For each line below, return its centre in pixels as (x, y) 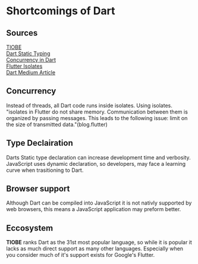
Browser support (38, 189)
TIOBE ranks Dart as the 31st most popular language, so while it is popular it (99, 243)
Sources (22, 33)
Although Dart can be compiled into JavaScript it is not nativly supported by (99, 203)
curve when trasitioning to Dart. (45, 170)
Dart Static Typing (28, 54)
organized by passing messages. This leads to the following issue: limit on (97, 118)
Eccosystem (30, 228)
